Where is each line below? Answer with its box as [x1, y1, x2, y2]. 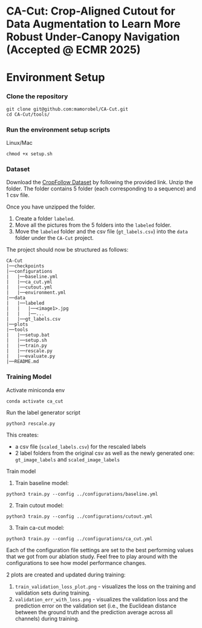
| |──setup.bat [6, 332, 50, 338]
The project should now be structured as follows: [6, 246, 129, 253]
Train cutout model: [15, 501, 64, 509]
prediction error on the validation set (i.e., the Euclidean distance [15, 602, 177, 609]
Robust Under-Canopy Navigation [6, 30, 180, 44]
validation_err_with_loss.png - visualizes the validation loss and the [15, 595, 188, 603]
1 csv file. [6, 192, 30, 199]
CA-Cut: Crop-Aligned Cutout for [6, 4, 175, 18]
